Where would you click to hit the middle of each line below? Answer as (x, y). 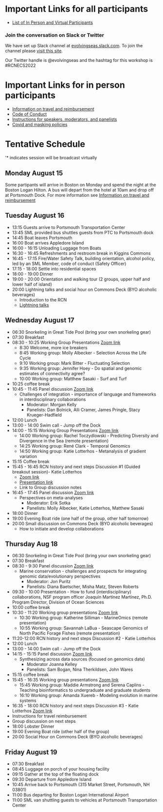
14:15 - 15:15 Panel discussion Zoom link (52, 654)
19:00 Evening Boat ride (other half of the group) (61, 732)
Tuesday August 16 (35, 216)
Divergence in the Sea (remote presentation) (64, 441)
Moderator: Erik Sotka (48, 503)
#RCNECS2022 (20, 66)
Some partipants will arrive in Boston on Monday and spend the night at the (81, 185)
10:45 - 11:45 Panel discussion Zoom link (53, 389)
